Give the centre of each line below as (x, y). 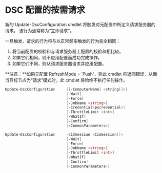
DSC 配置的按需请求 (45, 10)
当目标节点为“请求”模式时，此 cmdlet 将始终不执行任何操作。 (66, 80)
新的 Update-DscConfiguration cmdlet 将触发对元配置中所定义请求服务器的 (80, 24)
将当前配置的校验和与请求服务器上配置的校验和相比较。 (68, 51)
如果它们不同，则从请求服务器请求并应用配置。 (59, 64)
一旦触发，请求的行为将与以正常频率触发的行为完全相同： (63, 41)
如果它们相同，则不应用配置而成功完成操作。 (57, 57)
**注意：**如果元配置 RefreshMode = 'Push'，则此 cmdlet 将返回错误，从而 (81, 74)
